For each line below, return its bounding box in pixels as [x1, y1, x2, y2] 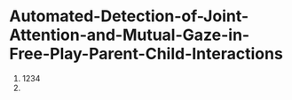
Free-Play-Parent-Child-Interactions [9, 44, 284, 64]
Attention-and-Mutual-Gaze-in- [9, 25, 250, 45]
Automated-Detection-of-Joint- [9, 6, 249, 27]
